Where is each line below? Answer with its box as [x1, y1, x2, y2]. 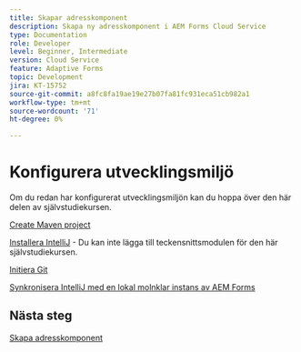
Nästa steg [9, 308, 73, 324]
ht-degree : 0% [9, 115, 64, 124]
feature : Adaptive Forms [9, 65, 104, 74]
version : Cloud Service [9, 55, 100, 65]
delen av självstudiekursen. [9, 202, 112, 213]
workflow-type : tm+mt [9, 97, 92, 107]
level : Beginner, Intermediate [9, 47, 128, 56]
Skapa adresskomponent [9, 332, 103, 343]
